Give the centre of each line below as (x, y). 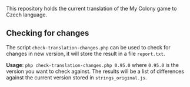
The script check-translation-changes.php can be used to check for (88, 47)
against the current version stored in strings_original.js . (76, 77)
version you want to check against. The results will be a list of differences (95, 71)
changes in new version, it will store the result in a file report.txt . (86, 53)
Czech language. (27, 15)
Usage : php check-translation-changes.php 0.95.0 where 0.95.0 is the (93, 65)
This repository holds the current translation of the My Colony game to (91, 9)
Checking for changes (48, 33)
